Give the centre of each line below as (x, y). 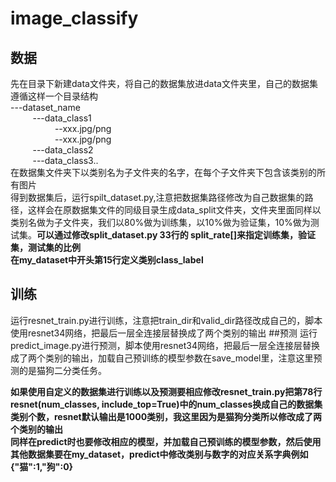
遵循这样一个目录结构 (54, 96)
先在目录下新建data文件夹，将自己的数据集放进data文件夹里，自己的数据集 (164, 83)
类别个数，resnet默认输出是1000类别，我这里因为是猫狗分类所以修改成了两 (166, 416)
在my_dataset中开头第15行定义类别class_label (107, 260)
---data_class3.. (65, 160)
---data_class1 (62, 118)
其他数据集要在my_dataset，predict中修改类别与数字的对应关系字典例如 (159, 454)
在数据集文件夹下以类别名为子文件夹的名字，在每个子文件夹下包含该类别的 (163, 172)
